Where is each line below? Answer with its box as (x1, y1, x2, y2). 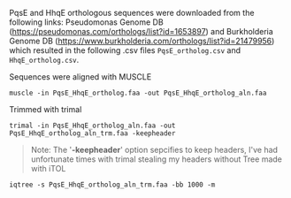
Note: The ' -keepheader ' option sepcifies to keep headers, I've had (30, 145, 279, 155)
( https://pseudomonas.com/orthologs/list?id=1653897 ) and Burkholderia (9, 27, 274, 36)
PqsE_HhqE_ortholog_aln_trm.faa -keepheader (9, 129, 176, 138)
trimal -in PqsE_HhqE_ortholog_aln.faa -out (9, 121, 176, 130)
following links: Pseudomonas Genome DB (9, 17, 164, 27)
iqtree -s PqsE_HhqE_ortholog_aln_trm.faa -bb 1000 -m (9, 180, 216, 189)
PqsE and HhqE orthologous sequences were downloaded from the (9, 8, 255, 18)
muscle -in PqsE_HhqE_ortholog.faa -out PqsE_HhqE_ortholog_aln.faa (9, 88, 267, 97)
